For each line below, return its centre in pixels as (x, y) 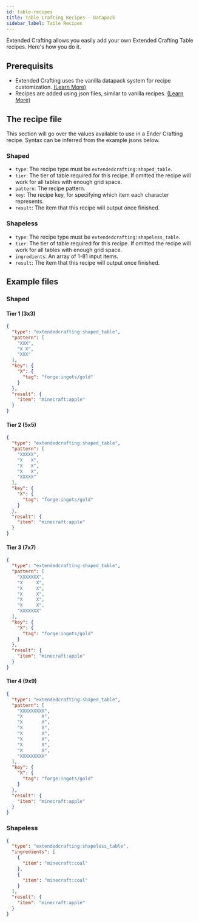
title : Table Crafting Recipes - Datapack (61, 18)
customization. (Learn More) (51, 87)
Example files (32, 281)
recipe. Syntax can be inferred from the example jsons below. (83, 140)
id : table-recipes (29, 12)
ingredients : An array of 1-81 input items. (67, 256)
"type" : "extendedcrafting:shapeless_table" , (70, 846)
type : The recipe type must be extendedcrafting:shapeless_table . (98, 237)
